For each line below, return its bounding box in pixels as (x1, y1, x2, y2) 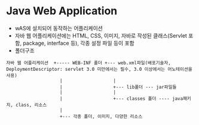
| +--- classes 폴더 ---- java (59, 95, 183, 102)
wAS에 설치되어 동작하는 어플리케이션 (14, 24, 103, 32)
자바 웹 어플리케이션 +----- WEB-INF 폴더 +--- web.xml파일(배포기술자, (6, 60, 172, 66)
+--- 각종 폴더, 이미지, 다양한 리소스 (59, 113, 143, 120)
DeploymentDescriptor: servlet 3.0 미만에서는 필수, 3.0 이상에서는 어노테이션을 (6, 66, 192, 72)
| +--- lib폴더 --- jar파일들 (59, 84, 177, 90)
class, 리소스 (16, 102, 47, 108)
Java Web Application (6, 4, 118, 18)
